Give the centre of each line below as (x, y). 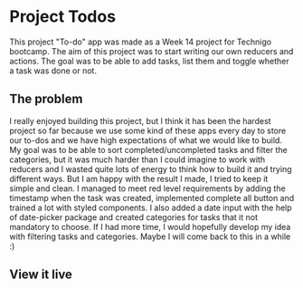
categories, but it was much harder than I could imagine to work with (137, 159)
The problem (46, 99)
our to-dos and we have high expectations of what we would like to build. (146, 140)
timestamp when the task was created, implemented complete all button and (152, 197)
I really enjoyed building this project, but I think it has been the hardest (140, 120)
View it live (41, 275)
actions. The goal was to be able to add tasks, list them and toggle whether (149, 61)
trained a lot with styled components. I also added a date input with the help (151, 207)
